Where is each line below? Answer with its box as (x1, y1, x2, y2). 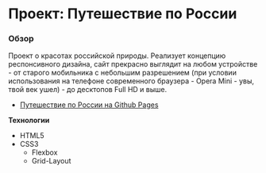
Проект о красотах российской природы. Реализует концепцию (8, 51, 226, 60)
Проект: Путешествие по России (8, 5, 237, 23)
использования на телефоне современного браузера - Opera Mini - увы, (8, 76, 255, 86)
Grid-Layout (31, 156, 71, 166)
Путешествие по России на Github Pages (19, 100, 159, 110)
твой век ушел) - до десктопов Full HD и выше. (8, 85, 168, 94)
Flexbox (31, 148, 58, 157)
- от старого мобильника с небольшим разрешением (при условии (8, 68, 237, 78)
